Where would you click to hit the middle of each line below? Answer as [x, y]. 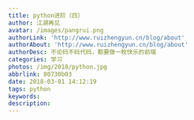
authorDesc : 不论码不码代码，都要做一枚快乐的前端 [82, 52]
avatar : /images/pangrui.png [56, 30]
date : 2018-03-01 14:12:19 [52, 81]
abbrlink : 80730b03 [40, 74]
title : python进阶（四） [46, 15]
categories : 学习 [35, 60]
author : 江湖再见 [34, 23]
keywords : [24, 96]
